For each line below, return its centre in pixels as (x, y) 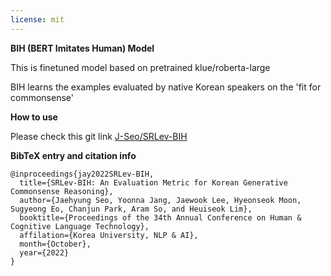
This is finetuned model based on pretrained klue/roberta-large (140, 67)
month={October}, (55, 244)
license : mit (37, 19)
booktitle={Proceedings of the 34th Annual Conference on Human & (160, 217)
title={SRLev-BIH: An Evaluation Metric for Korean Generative (153, 182)
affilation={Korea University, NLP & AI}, (109, 235)
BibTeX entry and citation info (73, 155)
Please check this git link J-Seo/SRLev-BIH (99, 136)
